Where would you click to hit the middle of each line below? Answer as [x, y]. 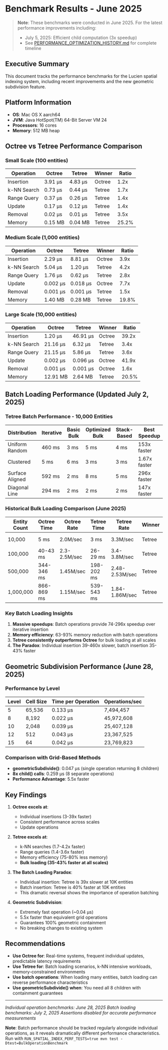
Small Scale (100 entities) [37, 160]
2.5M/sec [71, 557]
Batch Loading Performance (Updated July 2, [77, 394]
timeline [33, 48]
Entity [20, 521]
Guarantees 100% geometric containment [63, 922]
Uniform [17, 444]
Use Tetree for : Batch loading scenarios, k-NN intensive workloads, [82, 966]
